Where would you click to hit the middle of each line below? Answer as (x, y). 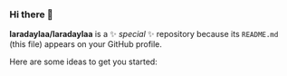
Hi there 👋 (32, 14)
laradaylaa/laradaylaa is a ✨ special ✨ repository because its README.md (144, 34)
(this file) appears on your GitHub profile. (86, 44)
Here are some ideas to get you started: (84, 62)
